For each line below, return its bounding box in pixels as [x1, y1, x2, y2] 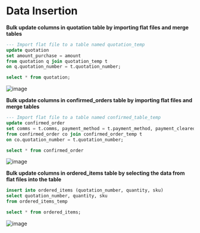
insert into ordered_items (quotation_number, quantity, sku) [6, 187, 164, 194]
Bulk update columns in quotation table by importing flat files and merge [6, 24, 189, 31]
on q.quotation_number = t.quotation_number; [6, 64, 121, 70]
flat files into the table [6, 176, 61, 183]
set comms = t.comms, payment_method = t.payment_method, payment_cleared [6, 125, 196, 131]
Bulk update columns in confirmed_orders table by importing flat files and [6, 97, 192, 104]
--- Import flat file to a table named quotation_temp [6, 42, 145, 48]
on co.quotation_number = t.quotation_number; [6, 137, 124, 143]
